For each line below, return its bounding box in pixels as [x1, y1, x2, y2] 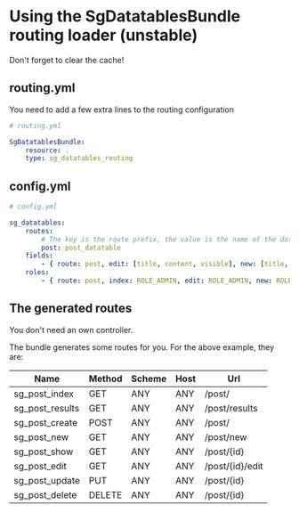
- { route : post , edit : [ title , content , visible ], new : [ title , [41, 260, 289, 269]
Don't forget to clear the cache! [9, 54, 125, 65]
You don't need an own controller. [9, 324, 133, 335]
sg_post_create [13, 416, 78, 428]
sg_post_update [13, 474, 80, 486]
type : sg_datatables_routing [25, 154, 133, 163]
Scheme [131, 372, 167, 385]
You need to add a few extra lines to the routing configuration [9, 104, 234, 115]
